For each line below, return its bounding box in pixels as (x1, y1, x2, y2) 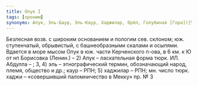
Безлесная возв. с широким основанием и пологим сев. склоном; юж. (6, 36, 184, 43)
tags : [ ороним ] (6, 14, 44, 20)
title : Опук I (6, 8, 41, 15)
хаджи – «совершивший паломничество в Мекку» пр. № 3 (6, 73, 153, 80)
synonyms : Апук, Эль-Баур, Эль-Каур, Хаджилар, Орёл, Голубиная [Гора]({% (6, 19, 194, 25)
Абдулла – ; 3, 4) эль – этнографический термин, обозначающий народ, (6, 61, 187, 68)
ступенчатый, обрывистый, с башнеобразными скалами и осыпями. (6, 42, 179, 49)
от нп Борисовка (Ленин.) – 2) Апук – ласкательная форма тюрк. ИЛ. (6, 54, 180, 62)
